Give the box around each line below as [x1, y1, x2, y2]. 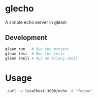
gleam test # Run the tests [5, 51, 65, 56]
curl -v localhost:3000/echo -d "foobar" [7, 89, 94, 94]
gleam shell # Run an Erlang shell [5, 56, 78, 61]
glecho [5, 3, 34, 14]
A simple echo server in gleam [5, 19, 67, 25]
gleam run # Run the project [5, 46, 69, 52]
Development [5, 33, 48, 42]
